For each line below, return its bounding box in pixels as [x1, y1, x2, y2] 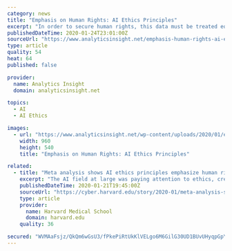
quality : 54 [7, 49, 41, 56]
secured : [7, 233, 32, 241]
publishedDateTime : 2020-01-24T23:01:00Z [7, 29, 128, 37]
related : [7, 163, 32, 170]
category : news [7, 10, 51, 17]
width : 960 [19, 138, 51, 145]
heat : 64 [7, 55, 32, 62]
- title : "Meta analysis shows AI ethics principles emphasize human [13, 169, 217, 176]
